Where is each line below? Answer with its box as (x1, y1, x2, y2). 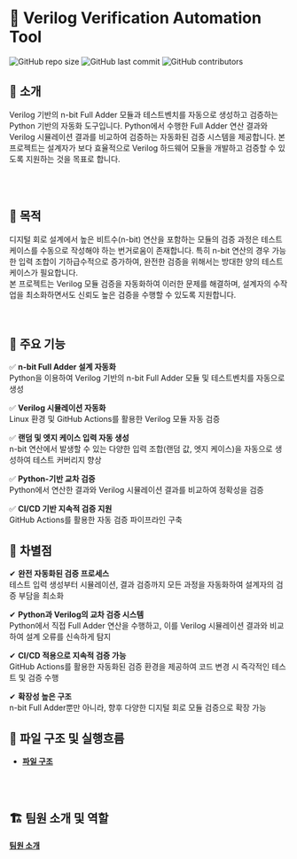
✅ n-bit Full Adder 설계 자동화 (9, 362, 117, 372)
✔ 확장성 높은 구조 (9, 691, 73, 702)
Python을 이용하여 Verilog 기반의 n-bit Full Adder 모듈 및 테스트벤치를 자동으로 (9, 372, 285, 384)
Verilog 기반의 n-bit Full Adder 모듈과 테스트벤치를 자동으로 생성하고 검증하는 (9, 109, 279, 120)
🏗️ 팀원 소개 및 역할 (9, 811, 109, 826)
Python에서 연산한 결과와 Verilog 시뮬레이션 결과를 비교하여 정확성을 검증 (9, 485, 264, 496)
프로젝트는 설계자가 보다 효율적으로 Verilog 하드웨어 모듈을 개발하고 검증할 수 (9, 142, 277, 153)
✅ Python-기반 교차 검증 (9, 473, 96, 484)
